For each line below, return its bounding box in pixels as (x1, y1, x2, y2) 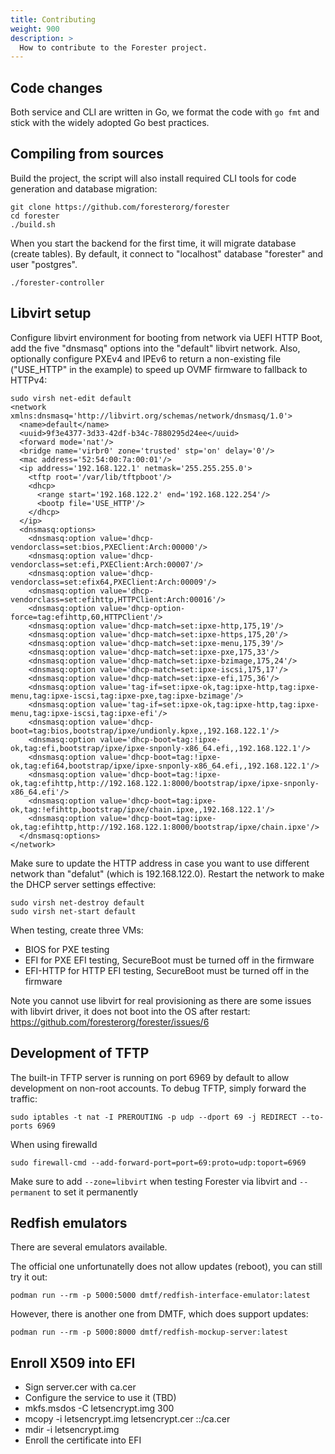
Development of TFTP (10, 1045, 150, 1062)
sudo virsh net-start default (10, 906, 137, 916)
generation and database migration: (10, 182, 158, 195)
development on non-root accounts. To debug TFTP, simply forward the (10, 1082, 307, 1094)
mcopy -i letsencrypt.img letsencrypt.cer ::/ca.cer (24, 1413, 231, 1425)
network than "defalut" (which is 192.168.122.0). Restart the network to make (10, 867, 325, 880)
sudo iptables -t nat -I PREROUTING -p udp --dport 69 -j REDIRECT (10, 1112, 298, 1122)
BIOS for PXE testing (24, 943, 110, 955)
